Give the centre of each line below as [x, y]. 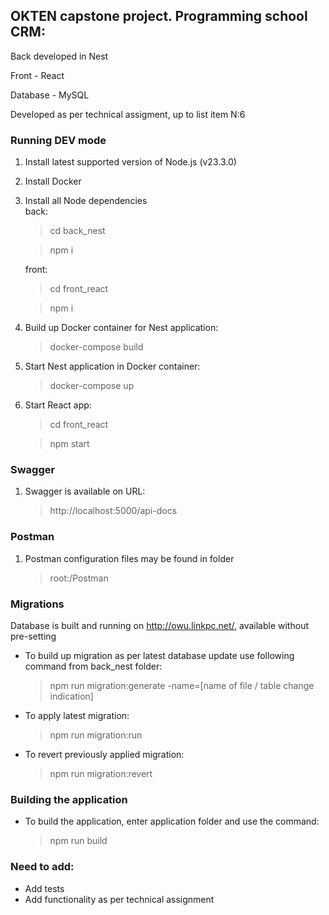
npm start [69, 444]
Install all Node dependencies [86, 201]
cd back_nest [77, 231]
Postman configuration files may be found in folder [129, 558]
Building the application [69, 799]
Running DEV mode [58, 140]
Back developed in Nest [59, 56]
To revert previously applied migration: [104, 754]
